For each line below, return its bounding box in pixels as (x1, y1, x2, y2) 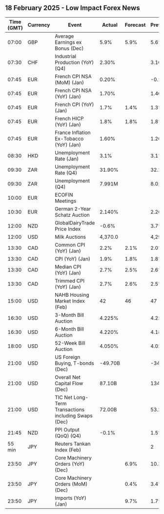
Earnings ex (54, 39, 82, 45)
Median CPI (54, 263, 82, 270)
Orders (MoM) (54, 480, 88, 487)
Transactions (54, 406, 84, 413)
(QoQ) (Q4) (54, 432, 82, 439)
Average (54, 33, 74, 40)
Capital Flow (54, 380, 83, 387)
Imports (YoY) (54, 494, 86, 501)
